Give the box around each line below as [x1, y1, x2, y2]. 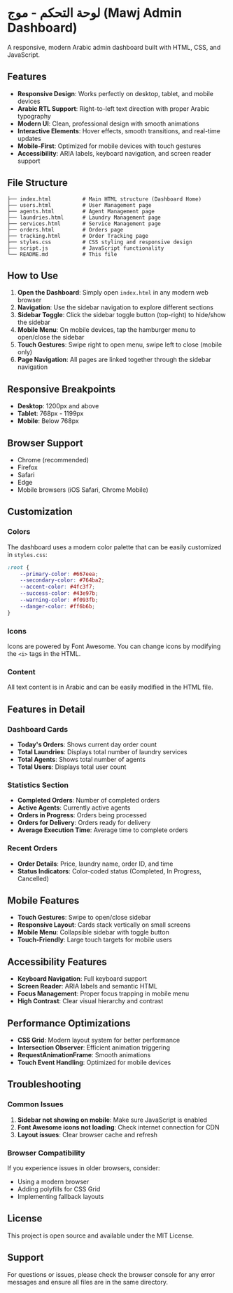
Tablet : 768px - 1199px [17, 409, 84, 418]
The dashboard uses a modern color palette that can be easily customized [7, 542, 222, 551]
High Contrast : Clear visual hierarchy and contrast [17, 997, 164, 1005]
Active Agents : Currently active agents [17, 803, 131, 812]
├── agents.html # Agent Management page [7, 208, 155, 215]
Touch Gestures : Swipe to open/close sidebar [17, 913, 152, 922]
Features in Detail [7, 703, 85, 715]
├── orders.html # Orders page [7, 226, 124, 233]
